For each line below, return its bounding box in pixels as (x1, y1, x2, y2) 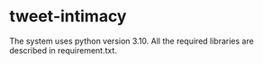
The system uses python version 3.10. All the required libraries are (9, 36, 254, 46)
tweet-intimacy (9, 6, 127, 27)
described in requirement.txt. (9, 44, 117, 55)
